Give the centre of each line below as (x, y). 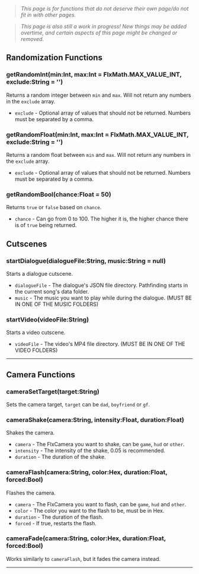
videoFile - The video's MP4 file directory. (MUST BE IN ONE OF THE (100, 344)
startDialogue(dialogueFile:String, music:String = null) (86, 261)
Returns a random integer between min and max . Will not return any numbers (99, 95)
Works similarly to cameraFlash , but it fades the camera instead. (84, 559)
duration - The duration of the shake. (60, 457)
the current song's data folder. (52, 291)
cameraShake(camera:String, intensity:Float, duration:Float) (95, 420)
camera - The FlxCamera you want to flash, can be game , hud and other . (100, 504)
